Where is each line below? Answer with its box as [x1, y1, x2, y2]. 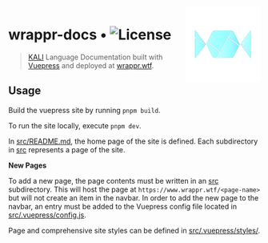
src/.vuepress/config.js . [8, 210, 86, 220]
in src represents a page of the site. [8, 144, 126, 154]
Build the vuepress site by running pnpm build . [8, 105, 161, 115]
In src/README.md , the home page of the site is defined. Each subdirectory [8, 136, 258, 146]
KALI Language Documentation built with [27, 52, 163, 62]
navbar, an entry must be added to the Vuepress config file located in [8, 201, 238, 211]
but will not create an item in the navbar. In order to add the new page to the [8, 192, 259, 202]
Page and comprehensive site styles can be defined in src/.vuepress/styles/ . [8, 225, 261, 235]
